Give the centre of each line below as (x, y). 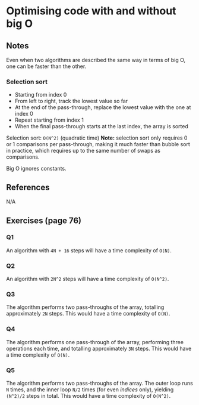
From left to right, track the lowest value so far (71, 101)
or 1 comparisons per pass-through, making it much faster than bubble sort (98, 144)
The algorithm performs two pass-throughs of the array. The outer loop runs (99, 383)
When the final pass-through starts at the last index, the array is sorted (101, 126)
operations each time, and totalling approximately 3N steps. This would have (99, 348)
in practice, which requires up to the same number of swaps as (83, 151)
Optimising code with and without (91, 11)
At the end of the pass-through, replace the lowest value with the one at (103, 107)
